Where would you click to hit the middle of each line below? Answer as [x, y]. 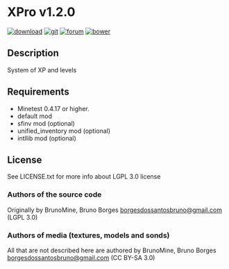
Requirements [38, 92]
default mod [34, 116]
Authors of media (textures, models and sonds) [88, 235]
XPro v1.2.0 [41, 12]
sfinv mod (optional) [46, 123]
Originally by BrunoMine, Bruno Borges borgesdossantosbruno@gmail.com [114, 210]
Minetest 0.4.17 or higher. [53, 108]
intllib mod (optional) [46, 138]
